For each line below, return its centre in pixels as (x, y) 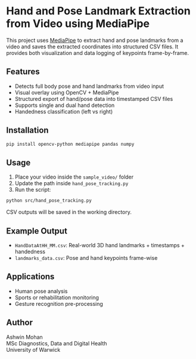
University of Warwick (33, 349)
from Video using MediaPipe (78, 24)
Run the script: (33, 190)
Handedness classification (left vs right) (64, 111)
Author (19, 323)
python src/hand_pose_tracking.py (49, 201)
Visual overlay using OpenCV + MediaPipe (67, 92)
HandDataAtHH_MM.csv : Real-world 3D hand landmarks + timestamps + (99, 245)
